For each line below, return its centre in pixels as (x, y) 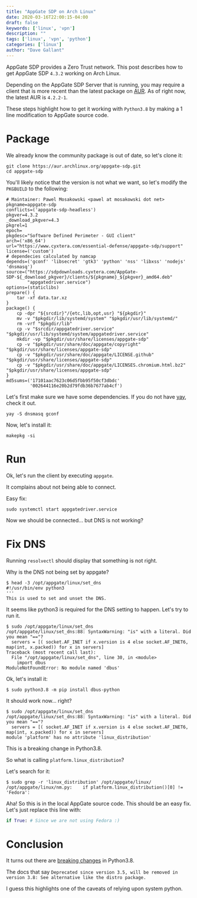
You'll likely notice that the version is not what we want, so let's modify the (97, 182)
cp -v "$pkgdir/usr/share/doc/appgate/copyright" (79, 344)
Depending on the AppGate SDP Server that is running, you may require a (95, 85)
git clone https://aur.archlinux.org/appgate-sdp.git (74, 166)
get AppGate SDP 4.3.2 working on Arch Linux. (63, 73)
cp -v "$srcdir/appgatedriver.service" (66, 329)
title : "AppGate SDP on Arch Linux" (51, 12)
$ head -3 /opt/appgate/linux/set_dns (54, 583)
